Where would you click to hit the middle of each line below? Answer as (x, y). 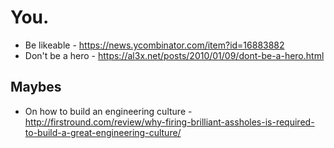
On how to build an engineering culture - (108, 111)
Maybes (36, 87)
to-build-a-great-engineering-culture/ (103, 132)
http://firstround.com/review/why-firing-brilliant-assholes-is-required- (169, 122)
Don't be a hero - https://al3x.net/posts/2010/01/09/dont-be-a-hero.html (174, 55)
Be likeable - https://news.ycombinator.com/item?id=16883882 (154, 45)
